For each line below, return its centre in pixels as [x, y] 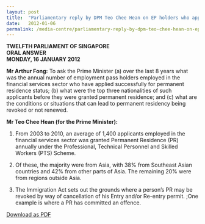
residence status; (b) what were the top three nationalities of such [89, 91]
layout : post [23, 12]
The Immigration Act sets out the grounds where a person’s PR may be [104, 190]
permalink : [20, 29]
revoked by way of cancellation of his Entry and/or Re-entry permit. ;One [106, 197]
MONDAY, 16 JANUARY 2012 [43, 59]
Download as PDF [29, 215]
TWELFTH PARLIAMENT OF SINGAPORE [58, 46]
